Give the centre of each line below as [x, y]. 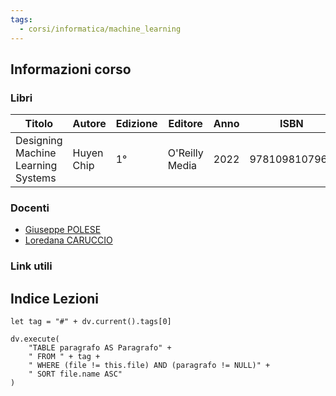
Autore [89, 124]
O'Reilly [185, 153]
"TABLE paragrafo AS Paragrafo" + [100, 348]
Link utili [31, 266]
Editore [185, 124]
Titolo [39, 124]
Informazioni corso [71, 69]
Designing [39, 141]
